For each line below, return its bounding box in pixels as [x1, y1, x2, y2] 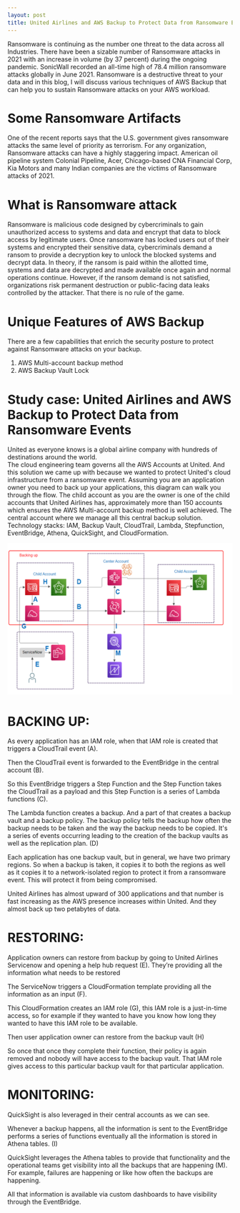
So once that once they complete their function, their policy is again [7, 1047, 207, 1055]
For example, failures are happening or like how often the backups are [7, 1169, 214, 1177]
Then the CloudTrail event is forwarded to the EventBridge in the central [7, 758, 219, 767]
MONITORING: [7, 1087, 95, 1103]
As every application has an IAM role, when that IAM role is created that [7, 737, 219, 746]
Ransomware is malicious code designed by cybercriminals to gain [7, 220, 204, 229]
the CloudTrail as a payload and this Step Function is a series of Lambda [7, 787, 220, 796]
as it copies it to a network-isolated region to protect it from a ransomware [7, 868, 226, 877]
